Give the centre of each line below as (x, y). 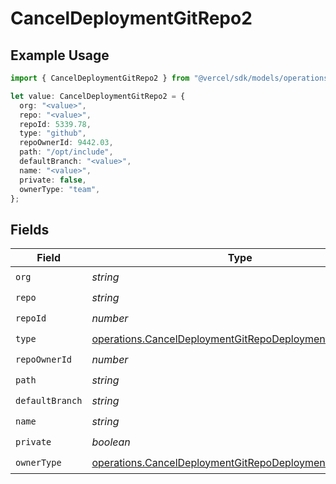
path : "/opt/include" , (66, 152)
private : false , (53, 180)
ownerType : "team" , (60, 189)
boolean (111, 442)
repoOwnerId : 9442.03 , (66, 143)
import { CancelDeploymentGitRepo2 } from (100, 78)
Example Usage (60, 55)
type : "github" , (53, 133)
